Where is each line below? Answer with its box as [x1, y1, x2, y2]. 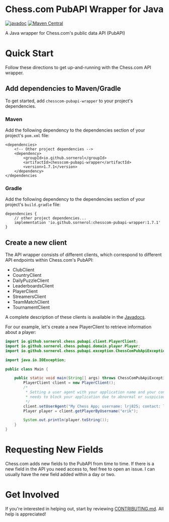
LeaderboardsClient [12, 283, 54, 289]
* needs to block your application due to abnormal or [25, 394, 143, 399]
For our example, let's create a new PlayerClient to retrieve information [5, 324, 152, 330]
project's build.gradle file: [5, 202, 61, 208]
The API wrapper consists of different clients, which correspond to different [5, 252, 162, 258]
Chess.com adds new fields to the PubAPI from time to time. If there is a [5, 460, 154, 467]
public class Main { [5, 367, 49, 372]
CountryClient [12, 272, 42, 278]
